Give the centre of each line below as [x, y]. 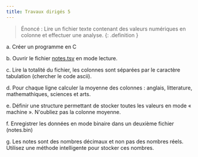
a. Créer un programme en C [41, 47]
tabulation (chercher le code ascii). [49, 76]
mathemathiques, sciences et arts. [49, 94]
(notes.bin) [20, 130]
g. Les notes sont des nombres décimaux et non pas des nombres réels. [95, 141]
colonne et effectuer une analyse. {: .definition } [80, 35]
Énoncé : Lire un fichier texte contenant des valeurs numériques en [103, 29]
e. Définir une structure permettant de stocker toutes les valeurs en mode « [99, 106]
